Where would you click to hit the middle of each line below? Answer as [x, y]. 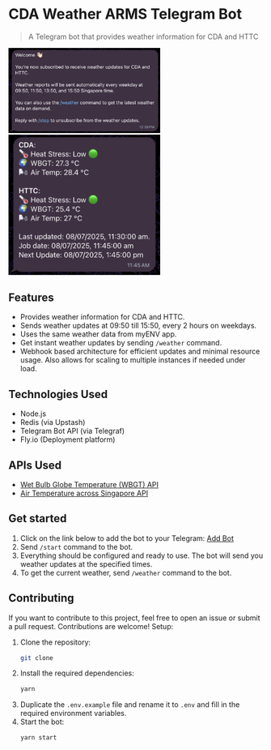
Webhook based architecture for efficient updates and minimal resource [140, 351]
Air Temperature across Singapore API [84, 493]
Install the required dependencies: [77, 673]
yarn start [38, 738]
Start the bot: [42, 722]
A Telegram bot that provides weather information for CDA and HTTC [143, 36]
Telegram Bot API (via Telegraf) [72, 431]
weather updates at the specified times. [86, 564]
